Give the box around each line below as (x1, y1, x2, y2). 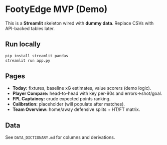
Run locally (5, 40, 41, 49)
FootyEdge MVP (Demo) (5, 4, 108, 15)
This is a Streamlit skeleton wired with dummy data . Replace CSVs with (5, 20, 154, 26)
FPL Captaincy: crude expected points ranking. (12, 96, 111, 102)
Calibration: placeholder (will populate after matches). (12, 101, 125, 107)
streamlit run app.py (5, 58, 51, 63)
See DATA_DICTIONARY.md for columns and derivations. (5, 134, 115, 140)
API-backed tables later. (5, 25, 55, 31)
